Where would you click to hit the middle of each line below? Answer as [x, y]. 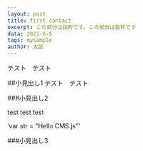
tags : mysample [30, 40]
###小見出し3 [28, 140]
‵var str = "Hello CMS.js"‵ [44, 126]
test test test [26, 112]
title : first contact [39, 21]
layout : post [27, 14]
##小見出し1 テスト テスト [48, 83]
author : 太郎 [26, 47]
